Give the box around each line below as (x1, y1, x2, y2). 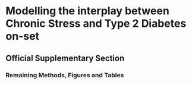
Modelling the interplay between (5, 4, 170, 18)
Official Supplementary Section (5, 53, 125, 63)
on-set (5, 30, 40, 43)
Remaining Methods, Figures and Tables (5, 71, 124, 79)
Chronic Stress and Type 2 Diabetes (5, 17, 187, 30)
